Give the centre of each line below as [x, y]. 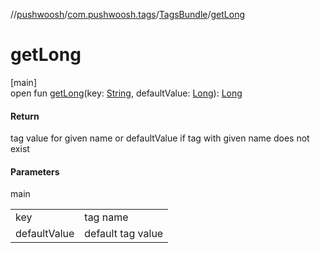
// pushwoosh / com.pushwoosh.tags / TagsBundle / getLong [127, 14]
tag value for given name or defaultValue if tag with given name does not [160, 138]
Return [25, 116]
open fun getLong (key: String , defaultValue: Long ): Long [126, 93]
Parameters [35, 171]
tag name [106, 217]
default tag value [124, 234]
